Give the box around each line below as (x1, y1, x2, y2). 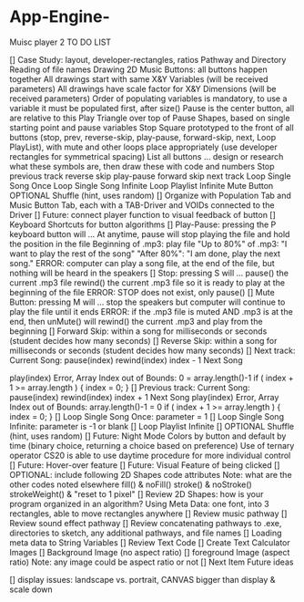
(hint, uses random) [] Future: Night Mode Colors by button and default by (9, 431, 287, 441)
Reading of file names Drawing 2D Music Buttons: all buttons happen (9, 64, 268, 75)
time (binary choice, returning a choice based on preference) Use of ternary (9, 440, 295, 451)
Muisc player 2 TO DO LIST (9, 36, 112, 47)
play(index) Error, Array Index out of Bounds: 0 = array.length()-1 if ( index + (9, 372, 294, 383)
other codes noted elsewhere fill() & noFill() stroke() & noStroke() (9, 479, 252, 490)
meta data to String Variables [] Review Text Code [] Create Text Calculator (9, 536, 290, 548)
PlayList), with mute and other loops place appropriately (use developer (9, 141, 278, 152)
